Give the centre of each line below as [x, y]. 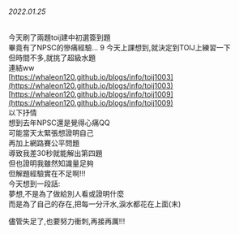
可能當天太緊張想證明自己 [51, 133]
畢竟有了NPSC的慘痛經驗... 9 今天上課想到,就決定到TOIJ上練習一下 [119, 48]
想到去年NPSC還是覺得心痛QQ [60, 123]
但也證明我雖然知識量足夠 [51, 163]
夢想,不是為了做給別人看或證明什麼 [66, 194]
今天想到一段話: [34, 184]
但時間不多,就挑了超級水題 [52, 58]
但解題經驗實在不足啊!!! [47, 174]
